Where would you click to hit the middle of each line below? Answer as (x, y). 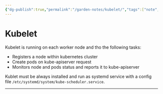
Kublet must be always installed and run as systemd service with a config (78, 76)
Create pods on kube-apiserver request (52, 62)
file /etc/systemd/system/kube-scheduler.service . (55, 81)
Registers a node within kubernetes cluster (55, 56)
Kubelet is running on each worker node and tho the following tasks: (73, 47)
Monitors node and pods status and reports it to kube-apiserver (76, 67)
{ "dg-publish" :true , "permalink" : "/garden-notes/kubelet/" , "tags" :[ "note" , (82, 9)
